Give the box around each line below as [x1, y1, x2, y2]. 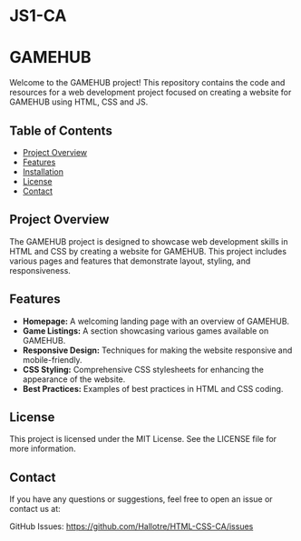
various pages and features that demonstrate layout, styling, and [9, 255, 251, 266]
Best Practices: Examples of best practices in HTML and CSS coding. [22, 383, 284, 394]
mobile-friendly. [22, 354, 83, 365]
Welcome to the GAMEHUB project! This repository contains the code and [9, 77, 286, 88]
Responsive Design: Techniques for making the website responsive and [22, 345, 293, 356]
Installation [22, 165, 64, 177]
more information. [9, 443, 76, 455]
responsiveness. [9, 265, 71, 276]
